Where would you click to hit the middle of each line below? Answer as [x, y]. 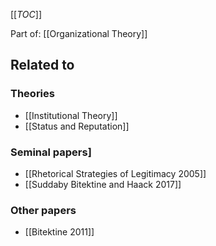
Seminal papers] [51, 152]
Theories [32, 94]
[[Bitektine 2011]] [59, 232]
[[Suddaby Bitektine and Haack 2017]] [103, 184]
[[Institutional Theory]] [71, 115]
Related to [42, 65]
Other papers [43, 210]
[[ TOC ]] [26, 14]
